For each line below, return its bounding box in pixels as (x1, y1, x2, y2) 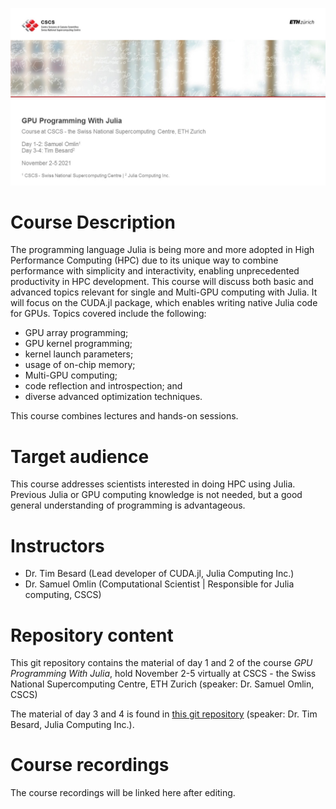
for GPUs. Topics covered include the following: (10, 308, 207, 320)
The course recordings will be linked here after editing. (10, 787, 236, 799)
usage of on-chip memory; (24, 359, 136, 371)
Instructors (10, 534, 105, 557)
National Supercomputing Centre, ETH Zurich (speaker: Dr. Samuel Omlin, (10, 678, 315, 690)
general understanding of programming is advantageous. (10, 499, 246, 512)
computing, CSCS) (24, 589, 102, 601)
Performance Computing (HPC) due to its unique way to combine (10, 254, 279, 267)
